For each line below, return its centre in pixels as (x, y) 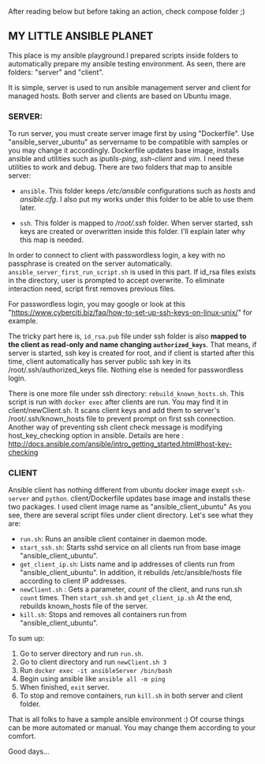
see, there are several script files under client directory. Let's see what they (131, 515)
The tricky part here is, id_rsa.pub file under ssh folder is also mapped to (127, 336)
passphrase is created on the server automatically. (90, 263)
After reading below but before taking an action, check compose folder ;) (127, 11)
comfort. (22, 736)
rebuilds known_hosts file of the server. (84, 606)
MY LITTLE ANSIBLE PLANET (81, 36)
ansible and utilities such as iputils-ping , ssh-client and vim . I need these (126, 159)
